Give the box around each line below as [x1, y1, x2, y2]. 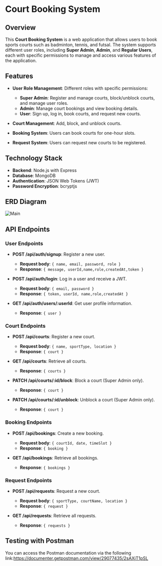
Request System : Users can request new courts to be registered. [12, 139, 147, 145]
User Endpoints [5, 240, 43, 247]
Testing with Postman [5, 537, 74, 545]
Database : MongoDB [12, 173, 56, 179]
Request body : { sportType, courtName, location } [19, 498, 128, 504]
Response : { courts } [19, 368, 66, 374]
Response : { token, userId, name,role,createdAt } [19, 291, 128, 297]
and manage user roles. [19, 100, 69, 106]
